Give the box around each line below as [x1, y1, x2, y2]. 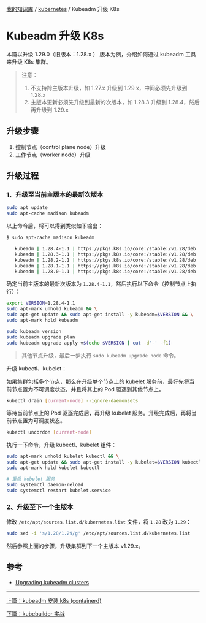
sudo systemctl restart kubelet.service [6, 487, 112, 494]
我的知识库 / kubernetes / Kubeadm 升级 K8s [6, 6, 120, 12]
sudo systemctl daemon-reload [6, 481, 84, 487]
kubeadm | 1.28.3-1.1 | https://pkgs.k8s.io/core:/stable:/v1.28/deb [14, 251, 196, 258]
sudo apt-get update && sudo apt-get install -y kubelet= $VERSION [6, 459, 180, 465]
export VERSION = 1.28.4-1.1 [6, 300, 75, 307]
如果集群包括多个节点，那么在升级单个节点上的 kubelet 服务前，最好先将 [6, 378, 189, 385]
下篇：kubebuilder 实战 [6, 610, 66, 617]
